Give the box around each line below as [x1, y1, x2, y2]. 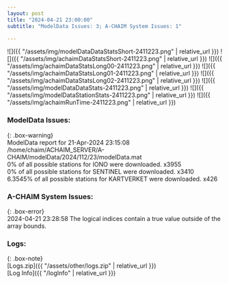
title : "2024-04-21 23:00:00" [7, 16, 94, 23]
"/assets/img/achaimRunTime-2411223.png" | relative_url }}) [7, 99, 176, 107]
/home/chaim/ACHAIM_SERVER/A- [7, 145, 105, 154]
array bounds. [7, 222, 46, 230]
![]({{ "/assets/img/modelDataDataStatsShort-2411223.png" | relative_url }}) [7, 47, 219, 55]
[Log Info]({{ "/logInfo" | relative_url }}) [7, 269, 116, 277]
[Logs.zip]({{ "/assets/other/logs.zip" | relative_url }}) [7, 261, 157, 270]
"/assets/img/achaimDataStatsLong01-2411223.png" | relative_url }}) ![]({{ [7, 69, 214, 77]
